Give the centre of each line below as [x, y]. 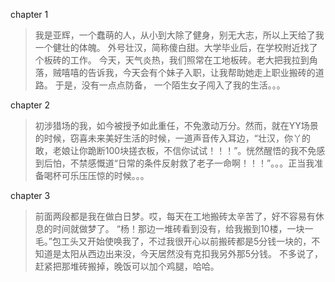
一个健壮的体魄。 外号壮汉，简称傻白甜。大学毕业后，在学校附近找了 [176, 47]
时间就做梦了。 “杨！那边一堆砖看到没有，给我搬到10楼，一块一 [183, 228]
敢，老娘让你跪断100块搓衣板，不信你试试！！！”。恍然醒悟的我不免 [175, 150]
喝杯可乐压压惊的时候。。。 [96, 175]
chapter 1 [29, 14]
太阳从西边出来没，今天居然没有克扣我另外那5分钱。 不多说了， [192, 253]
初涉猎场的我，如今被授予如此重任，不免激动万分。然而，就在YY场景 [176, 125]
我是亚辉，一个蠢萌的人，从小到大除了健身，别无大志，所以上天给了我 [179, 35]
